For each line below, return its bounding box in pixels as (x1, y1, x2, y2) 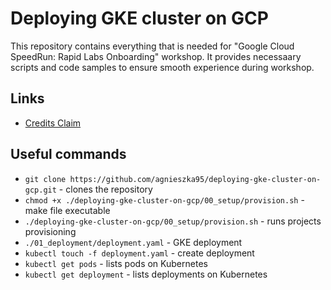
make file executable (24, 204, 111, 216)
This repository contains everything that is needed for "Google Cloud (10, 40, 295, 52)
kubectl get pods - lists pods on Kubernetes (24, 257, 208, 269)
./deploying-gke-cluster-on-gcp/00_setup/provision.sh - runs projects (24, 215, 322, 227)
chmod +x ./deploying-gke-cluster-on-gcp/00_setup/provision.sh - (24, 193, 305, 206)
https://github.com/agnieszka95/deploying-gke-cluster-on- (69, 174, 322, 184)
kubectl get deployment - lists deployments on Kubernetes (24, 268, 268, 280)
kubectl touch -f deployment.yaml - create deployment (24, 247, 255, 259)
